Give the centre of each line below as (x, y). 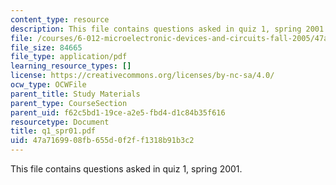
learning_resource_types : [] (71, 66)
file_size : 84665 (46, 47)
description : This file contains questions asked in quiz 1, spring (156, 29)
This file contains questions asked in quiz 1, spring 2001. (126, 169)
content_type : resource (60, 19)
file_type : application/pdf (69, 57)
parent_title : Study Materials (75, 94)
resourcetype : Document (60, 122)
